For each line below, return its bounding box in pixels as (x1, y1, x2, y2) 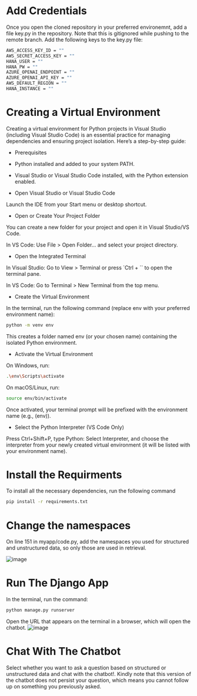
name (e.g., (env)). (6, 412, 51, 419)
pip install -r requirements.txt (6, 499, 88, 505)
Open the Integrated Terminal (14, 252, 86, 259)
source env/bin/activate (6, 395, 67, 401)
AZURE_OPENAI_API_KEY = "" (6, 75, 72, 81)
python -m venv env (6, 322, 54, 328)
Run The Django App (6, 577, 109, 590)
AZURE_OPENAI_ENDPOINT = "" (6, 69, 75, 75)
